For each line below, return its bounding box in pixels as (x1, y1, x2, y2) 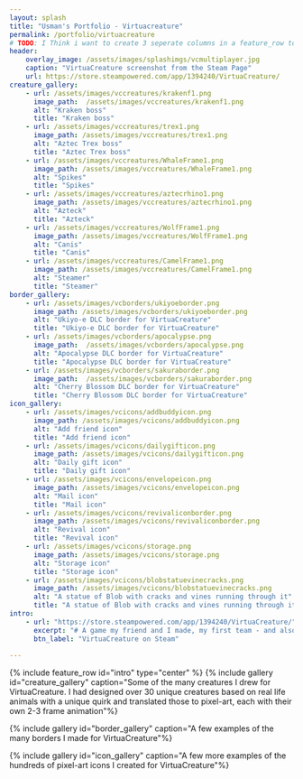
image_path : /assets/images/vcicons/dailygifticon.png (32, 450, 244, 459)
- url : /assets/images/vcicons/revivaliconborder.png (25, 508, 232, 517)
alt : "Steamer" (32, 274, 91, 283)
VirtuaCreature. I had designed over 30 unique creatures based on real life (9, 687, 286, 698)
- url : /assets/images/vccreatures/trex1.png (25, 123, 200, 132)
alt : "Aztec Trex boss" (32, 139, 124, 148)
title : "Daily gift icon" (32, 467, 131, 476)
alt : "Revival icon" (32, 525, 111, 534)
